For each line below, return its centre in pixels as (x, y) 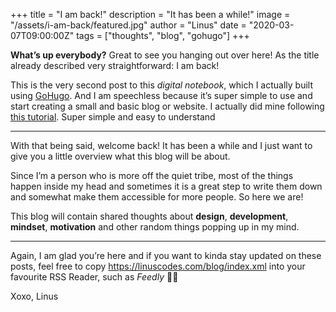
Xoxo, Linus (34, 296)
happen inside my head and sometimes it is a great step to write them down (166, 186)
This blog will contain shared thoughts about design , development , (149, 216)
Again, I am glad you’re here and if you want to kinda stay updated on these (166, 255)
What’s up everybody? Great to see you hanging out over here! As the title (165, 55)
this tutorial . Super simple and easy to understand (113, 117)
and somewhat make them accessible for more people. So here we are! (157, 197)
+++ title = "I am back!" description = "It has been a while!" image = (150, 14)
